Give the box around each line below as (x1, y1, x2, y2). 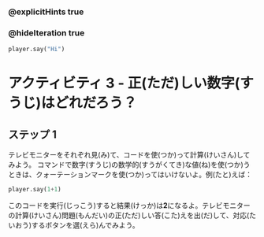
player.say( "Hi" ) (8, 46, 65, 54)
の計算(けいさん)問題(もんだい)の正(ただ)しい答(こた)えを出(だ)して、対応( (8, 210, 250, 220)
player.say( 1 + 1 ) (8, 186, 61, 194)
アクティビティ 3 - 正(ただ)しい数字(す (8, 74, 254, 92)
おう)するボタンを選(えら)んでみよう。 (14, 220, 139, 230)
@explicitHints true (8, 6, 84, 17)
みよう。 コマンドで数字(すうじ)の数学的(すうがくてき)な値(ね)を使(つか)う (8, 160, 251, 169)
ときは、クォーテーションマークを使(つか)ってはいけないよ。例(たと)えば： (8, 170, 252, 180)
